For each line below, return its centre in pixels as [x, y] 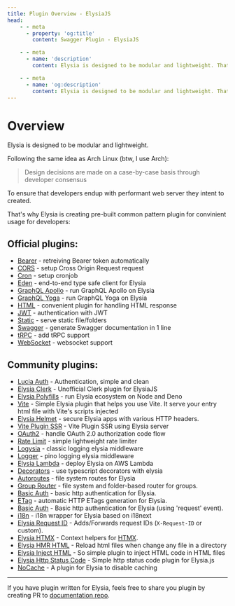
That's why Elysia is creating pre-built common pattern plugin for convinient [117, 214]
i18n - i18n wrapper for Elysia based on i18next [84, 515]
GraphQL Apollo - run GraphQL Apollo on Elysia [86, 291]
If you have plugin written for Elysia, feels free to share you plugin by [106, 587]
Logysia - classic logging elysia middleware [80, 448]
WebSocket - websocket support [65, 343]
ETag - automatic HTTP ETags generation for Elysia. [92, 500]
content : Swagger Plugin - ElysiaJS [86, 40]
